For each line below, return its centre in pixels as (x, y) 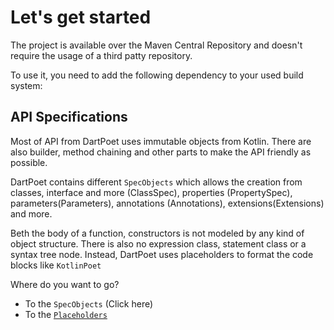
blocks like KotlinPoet (56, 265)
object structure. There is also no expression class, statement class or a (158, 243)
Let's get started (81, 17)
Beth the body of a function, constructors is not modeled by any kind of (157, 233)
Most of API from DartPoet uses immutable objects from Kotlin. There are (161, 141)
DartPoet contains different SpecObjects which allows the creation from (156, 182)
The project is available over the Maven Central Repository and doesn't (156, 45)
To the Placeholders (66, 314)
